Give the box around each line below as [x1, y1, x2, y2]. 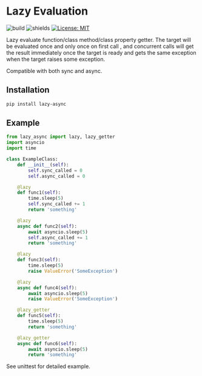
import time [6, 145, 36, 151]
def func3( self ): [17, 257, 61, 263]
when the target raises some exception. [6, 55, 106, 63]
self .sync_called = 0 [28, 167, 83, 174]
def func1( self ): [17, 190, 61, 196]
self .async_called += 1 [28, 234, 88, 241]
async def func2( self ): [17, 223, 78, 229]
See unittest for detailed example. [6, 363, 91, 370]
